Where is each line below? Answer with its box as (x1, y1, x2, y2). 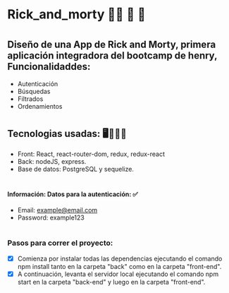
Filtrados (17, 95, 44, 103)
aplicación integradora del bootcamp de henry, (7, 49, 218, 62)
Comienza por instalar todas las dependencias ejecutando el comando (17, 254, 223, 263)
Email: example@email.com (17, 206, 98, 215)
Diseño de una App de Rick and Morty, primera (7, 39, 216, 51)
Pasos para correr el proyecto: (7, 238, 113, 248)
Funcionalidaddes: (7, 61, 91, 73)
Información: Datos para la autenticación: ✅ (7, 190, 139, 198)
